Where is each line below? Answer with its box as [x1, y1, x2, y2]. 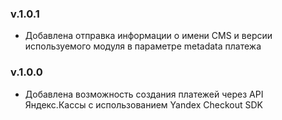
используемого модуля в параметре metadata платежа [24, 40, 262, 52]
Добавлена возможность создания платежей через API [24, 88, 264, 100]
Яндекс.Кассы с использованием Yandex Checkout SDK [24, 98, 263, 111]
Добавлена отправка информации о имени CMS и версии [24, 30, 273, 42]
